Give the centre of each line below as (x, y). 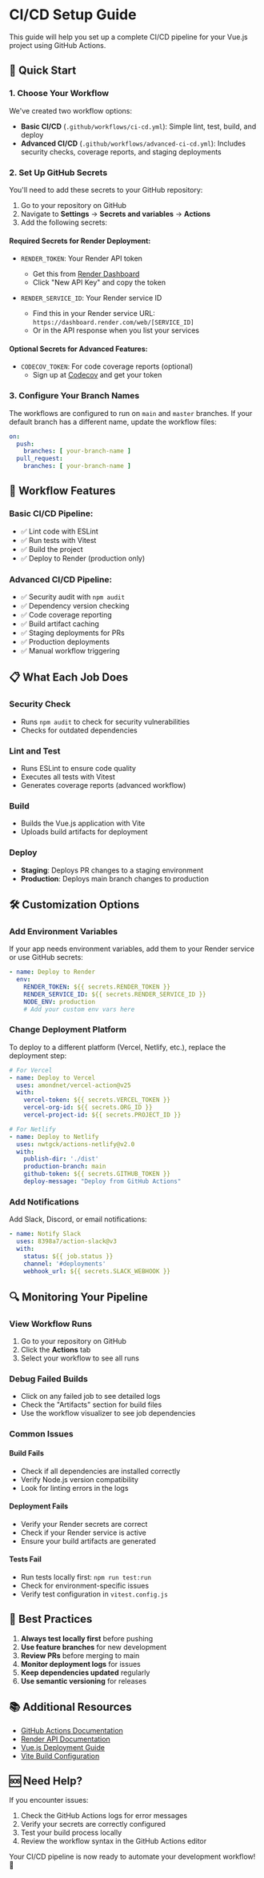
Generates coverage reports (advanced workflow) (103, 785)
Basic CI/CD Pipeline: (51, 513)
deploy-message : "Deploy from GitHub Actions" (102, 1181)
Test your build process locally (71, 1832)
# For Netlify (33, 1129)
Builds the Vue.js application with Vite (83, 823)
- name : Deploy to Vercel (52, 1077)
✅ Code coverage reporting (66, 614)
